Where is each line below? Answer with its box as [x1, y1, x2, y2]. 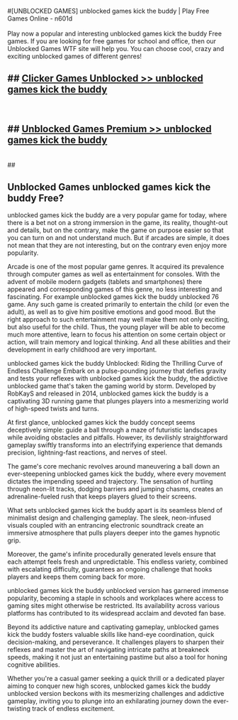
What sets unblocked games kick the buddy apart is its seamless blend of [7, 506, 223, 515]
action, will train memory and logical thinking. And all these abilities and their [7, 338, 231, 347]
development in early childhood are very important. [7, 345, 157, 354]
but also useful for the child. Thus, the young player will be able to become [7, 323, 225, 332]
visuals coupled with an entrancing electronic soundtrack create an [7, 521, 204, 530]
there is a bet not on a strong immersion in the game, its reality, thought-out [7, 219, 228, 227]
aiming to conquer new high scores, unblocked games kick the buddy [7, 682, 211, 690]
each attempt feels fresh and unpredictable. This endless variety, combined [7, 557, 228, 566]
